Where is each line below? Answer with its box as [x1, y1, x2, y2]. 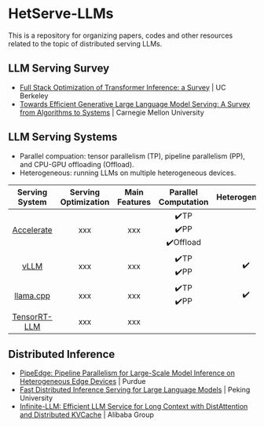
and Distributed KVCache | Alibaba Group [19, 410, 155, 420]
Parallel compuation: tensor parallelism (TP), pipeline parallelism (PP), [19, 151, 246, 161]
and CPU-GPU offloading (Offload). [19, 159, 135, 169]
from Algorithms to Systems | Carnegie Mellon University [19, 108, 204, 117]
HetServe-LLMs [8, 5, 114, 23]
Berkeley [19, 91, 49, 100]
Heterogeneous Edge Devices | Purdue [19, 377, 146, 386]
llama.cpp [14, 290, 51, 301]
